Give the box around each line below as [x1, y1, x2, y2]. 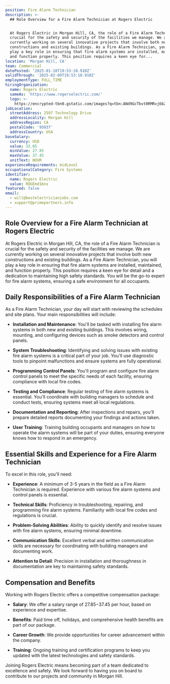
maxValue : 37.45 [10, 153, 44, 158]
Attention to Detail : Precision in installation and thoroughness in [12, 558, 147, 564]
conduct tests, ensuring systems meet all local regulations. [12, 399, 136, 406]
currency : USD [10, 139, 39, 144]
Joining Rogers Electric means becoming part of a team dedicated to [5, 662, 149, 668]
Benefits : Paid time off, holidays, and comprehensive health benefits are [12, 617, 163, 623]
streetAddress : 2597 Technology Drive [10, 111, 92, 116]
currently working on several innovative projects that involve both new [5, 251, 152, 257]
